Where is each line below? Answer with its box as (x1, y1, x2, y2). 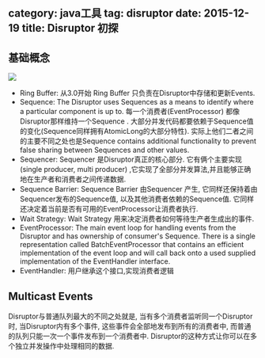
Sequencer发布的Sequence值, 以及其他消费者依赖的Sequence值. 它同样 (19, 194, 255, 204)
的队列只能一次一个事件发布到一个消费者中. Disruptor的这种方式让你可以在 (8, 331, 251, 341)
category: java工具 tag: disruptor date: (8, 6, 202, 21)
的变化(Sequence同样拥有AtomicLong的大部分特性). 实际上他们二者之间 (19, 127, 254, 136)
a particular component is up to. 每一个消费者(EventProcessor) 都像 (19, 107, 240, 116)
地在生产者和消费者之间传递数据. (19, 174, 127, 184)
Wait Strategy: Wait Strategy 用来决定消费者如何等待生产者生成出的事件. (19, 214, 255, 223)
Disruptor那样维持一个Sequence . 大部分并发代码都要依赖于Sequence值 (19, 116, 254, 126)
